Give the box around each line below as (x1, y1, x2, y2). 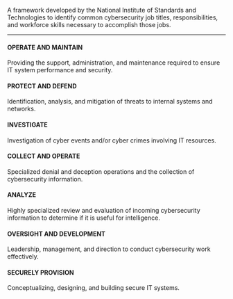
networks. (7, 104, 36, 113)
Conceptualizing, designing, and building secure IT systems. (7, 284, 180, 292)
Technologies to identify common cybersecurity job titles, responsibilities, (7, 13, 218, 22)
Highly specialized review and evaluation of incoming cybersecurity (7, 207, 201, 215)
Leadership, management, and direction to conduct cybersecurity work (7, 245, 211, 253)
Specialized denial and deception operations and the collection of (7, 167, 195, 176)
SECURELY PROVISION (7, 268, 74, 277)
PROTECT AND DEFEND (7, 81, 78, 90)
